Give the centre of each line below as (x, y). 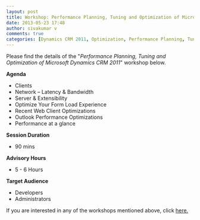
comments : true (25, 34)
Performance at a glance (45, 123)
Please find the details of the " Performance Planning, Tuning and (86, 56)
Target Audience (27, 181)
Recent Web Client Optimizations (55, 111)
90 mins (25, 147)
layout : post (22, 12)
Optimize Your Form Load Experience (61, 104)
